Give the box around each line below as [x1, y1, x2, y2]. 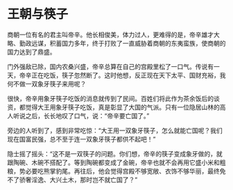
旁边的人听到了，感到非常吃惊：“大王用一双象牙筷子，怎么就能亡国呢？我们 [7, 126, 223, 135]
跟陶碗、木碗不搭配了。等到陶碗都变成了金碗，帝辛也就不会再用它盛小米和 [7, 158, 220, 167]
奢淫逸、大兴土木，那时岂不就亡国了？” [25, 175, 138, 184]
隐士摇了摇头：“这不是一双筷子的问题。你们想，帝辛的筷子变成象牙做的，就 [7, 149, 223, 158]
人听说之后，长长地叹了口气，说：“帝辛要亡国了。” [7, 111, 150, 120]
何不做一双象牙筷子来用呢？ [7, 79, 87, 88]
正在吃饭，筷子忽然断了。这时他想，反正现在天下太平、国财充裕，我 [31, 70, 226, 79]
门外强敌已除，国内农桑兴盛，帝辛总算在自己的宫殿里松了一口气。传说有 [7, 62, 214, 70]
